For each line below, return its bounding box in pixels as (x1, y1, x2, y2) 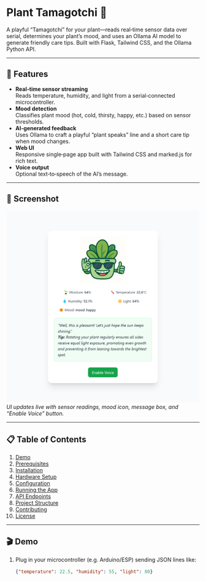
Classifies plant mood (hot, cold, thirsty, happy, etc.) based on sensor (15, 111, 191, 119)
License (15, 512, 36, 520)
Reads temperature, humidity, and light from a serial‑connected (15, 92, 175, 99)
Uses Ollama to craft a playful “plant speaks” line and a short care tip (15, 131, 190, 138)
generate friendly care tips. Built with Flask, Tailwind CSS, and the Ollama (6, 39, 192, 46)
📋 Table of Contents (6, 434, 87, 445)
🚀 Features (6, 69, 48, 79)
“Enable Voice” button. (6, 410, 64, 417)
